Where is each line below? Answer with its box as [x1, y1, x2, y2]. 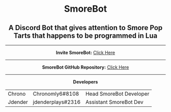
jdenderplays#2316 [33, 99, 81, 105]
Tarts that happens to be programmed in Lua [13, 31, 158, 40]
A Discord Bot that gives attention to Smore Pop [8, 23, 163, 32]
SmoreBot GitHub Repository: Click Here [42, 64, 129, 70]
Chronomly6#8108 [33, 90, 79, 97]
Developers [73, 79, 98, 85]
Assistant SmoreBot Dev [85, 99, 144, 105]
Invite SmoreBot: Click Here [55, 49, 116, 55]
